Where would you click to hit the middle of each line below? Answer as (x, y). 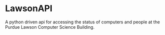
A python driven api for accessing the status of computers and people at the (82, 22)
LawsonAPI (29, 9)
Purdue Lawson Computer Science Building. (50, 27)
